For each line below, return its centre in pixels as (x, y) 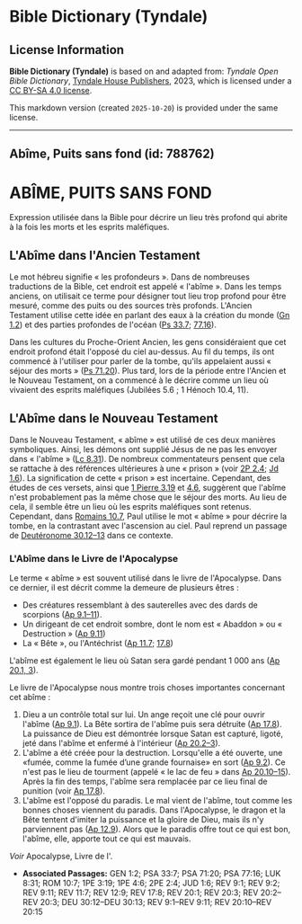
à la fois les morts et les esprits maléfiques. (89, 227)
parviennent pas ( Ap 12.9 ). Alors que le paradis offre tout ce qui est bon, (156, 830)
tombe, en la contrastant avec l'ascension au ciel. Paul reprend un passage (148, 525)
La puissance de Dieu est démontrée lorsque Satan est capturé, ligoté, (152, 733)
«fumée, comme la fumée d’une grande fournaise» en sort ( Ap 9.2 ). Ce (154, 762)
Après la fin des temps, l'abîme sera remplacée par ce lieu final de (145, 782)
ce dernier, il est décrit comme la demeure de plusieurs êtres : (124, 588)
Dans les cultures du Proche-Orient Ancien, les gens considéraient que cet (148, 342)
